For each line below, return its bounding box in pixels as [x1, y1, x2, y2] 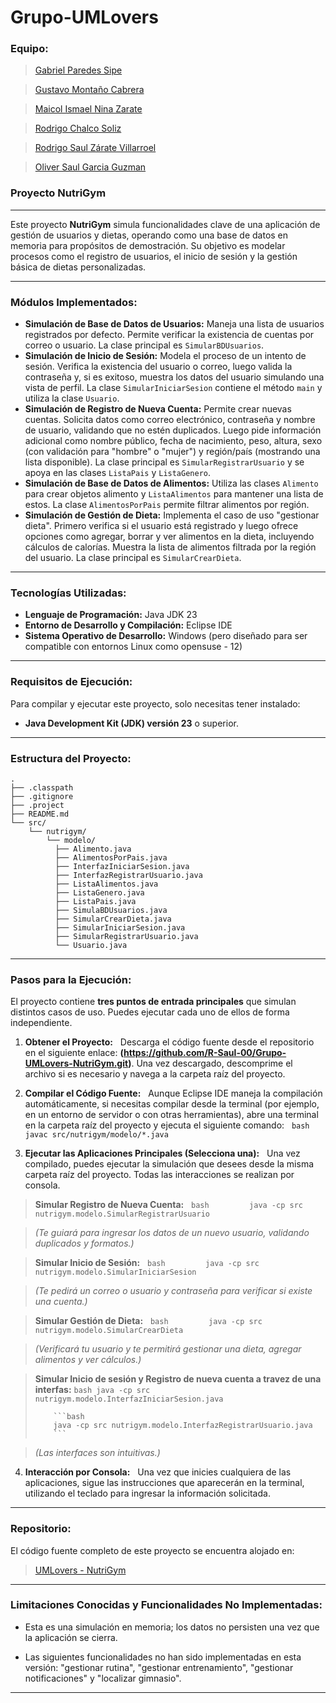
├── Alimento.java [54, 844, 132, 854]
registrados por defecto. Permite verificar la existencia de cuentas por [24, 329, 315, 341]
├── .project [10, 800, 65, 810]
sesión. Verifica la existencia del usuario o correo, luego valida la [24, 361, 293, 373]
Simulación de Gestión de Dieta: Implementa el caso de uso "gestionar [24, 509, 320, 521]
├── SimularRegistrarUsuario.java [54, 931, 199, 941]
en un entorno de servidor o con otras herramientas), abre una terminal [24, 1109, 319, 1121]
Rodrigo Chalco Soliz [34, 122, 122, 135]
